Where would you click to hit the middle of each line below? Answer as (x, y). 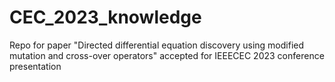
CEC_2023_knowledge (105, 17)
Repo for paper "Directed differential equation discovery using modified (157, 45)
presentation (35, 66)
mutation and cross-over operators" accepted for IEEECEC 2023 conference (167, 55)
